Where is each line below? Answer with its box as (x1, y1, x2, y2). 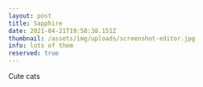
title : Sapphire (8, 19, 63, 27)
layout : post (8, 11, 52, 20)
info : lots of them (8, 42, 74, 50)
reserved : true (8, 49, 59, 57)
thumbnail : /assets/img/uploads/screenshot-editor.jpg (8, 34, 196, 43)
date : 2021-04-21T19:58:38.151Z (8, 27, 116, 35)
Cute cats (8, 72, 40, 81)
